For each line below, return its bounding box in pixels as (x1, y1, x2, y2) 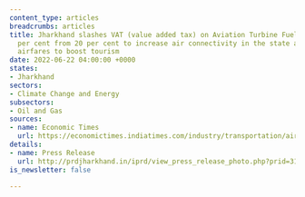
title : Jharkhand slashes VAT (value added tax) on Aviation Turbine (9, 30, 279, 39)
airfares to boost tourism (17, 47, 120, 56)
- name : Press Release (9, 148, 95, 157)
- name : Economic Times (9, 123, 100, 133)
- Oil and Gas (9, 106, 64, 115)
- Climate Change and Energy (9, 89, 120, 98)
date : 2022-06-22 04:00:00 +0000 (9, 55, 136, 64)
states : (9, 64, 39, 74)
